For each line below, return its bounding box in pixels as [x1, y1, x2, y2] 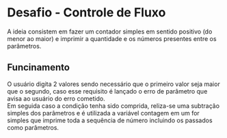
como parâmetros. [7, 123, 59, 131]
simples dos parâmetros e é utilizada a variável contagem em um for [7, 109, 200, 117]
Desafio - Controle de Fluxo [7, 5, 166, 20]
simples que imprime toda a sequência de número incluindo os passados [7, 116, 213, 124]
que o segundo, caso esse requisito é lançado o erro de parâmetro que [7, 87, 208, 95]
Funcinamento [7, 61, 70, 73]
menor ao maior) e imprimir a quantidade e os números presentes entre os [7, 34, 217, 42]
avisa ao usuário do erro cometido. [7, 94, 105, 102]
